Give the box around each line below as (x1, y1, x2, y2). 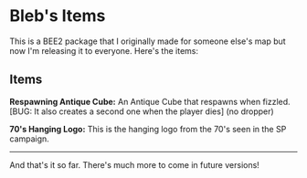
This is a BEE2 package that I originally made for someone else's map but (9, 36, 286, 47)
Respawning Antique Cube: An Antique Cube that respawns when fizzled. (9, 96, 291, 107)
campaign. (9, 133, 50, 144)
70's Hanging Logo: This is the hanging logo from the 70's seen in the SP (9, 123, 287, 134)
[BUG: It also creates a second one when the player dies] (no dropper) (9, 106, 274, 117)
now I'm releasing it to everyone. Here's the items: (9, 45, 199, 56)
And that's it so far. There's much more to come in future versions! (9, 159, 260, 170)
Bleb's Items (9, 5, 106, 26)
